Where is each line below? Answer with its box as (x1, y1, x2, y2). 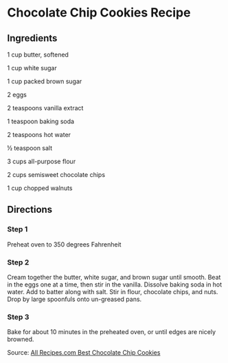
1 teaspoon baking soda (7, 117, 74, 125)
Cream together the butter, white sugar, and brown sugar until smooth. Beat (7, 273, 221, 281)
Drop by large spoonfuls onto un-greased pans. (7, 295, 142, 303)
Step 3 (7, 312, 30, 322)
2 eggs (7, 91, 27, 98)
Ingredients (7, 32, 58, 44)
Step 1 (7, 225, 28, 234)
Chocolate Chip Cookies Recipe (7, 5, 191, 21)
